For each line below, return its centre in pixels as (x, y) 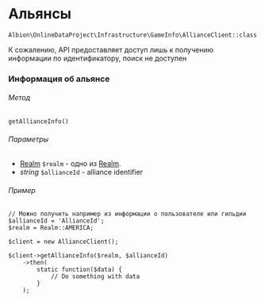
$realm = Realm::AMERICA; (51, 228)
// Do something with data (95, 277)
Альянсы (40, 14)
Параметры (29, 139)
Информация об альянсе (59, 79)
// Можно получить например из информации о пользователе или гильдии (127, 214)
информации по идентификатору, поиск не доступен (98, 58)
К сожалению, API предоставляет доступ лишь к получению (111, 49)
